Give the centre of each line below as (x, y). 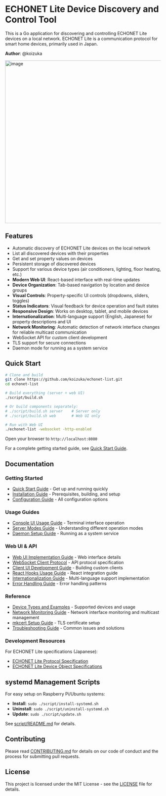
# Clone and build (24, 375)
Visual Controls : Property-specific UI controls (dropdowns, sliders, (81, 295)
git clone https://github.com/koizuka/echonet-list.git (64, 380)
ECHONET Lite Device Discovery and (82, 9)
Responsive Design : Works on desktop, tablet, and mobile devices (80, 311)
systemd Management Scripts (53, 682)
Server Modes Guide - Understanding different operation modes (78, 528)
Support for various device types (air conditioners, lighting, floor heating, (86, 269)
